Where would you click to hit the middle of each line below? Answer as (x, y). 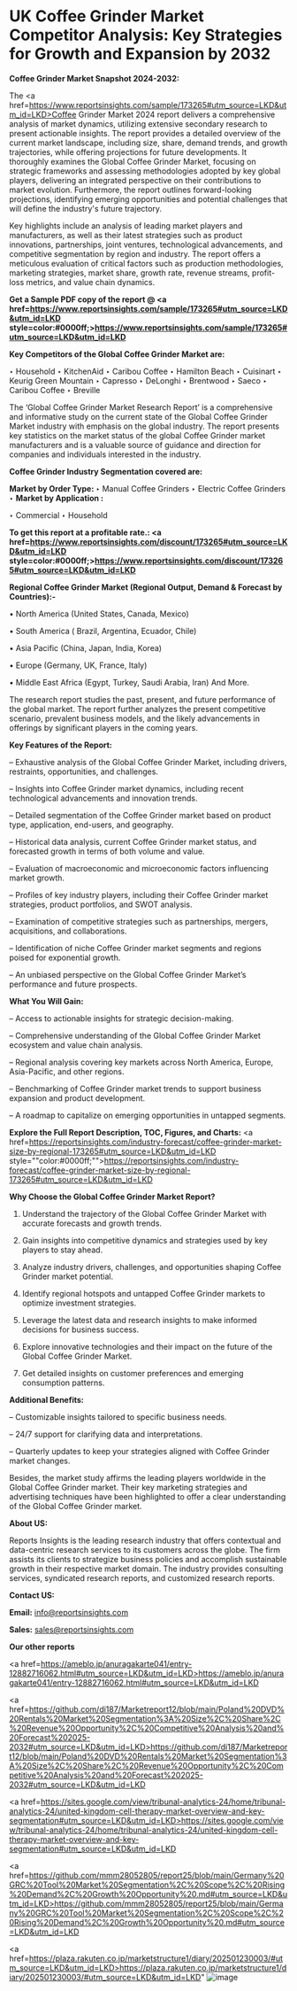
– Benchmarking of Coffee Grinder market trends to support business (135, 1088)
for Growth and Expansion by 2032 (140, 54)
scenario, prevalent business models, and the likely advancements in (135, 718)
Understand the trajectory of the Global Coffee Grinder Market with (144, 1213)
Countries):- (32, 596)
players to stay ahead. (62, 1250)
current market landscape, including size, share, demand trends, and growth (148, 143)
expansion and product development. (77, 1098)
